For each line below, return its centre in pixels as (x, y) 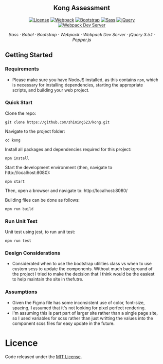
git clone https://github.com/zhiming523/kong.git (57, 122)
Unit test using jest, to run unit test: (40, 232)
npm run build (19, 209)
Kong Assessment (82, 8)
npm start (15, 181)
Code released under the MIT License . (44, 357)
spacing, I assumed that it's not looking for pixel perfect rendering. (79, 308)
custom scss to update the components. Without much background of (82, 269)
